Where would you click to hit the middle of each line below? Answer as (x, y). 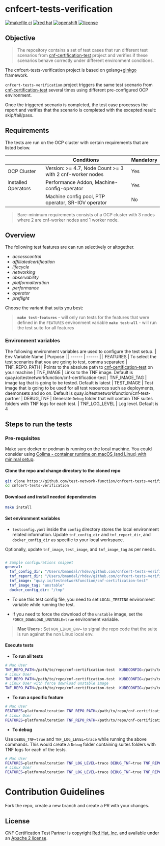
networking (24, 272)
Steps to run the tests (39, 424)
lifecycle (21, 267)
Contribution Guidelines (55, 792)
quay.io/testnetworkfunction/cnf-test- (112, 393)
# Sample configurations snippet (39, 562)
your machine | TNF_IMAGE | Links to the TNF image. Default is (69, 372)
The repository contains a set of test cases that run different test (82, 50)
